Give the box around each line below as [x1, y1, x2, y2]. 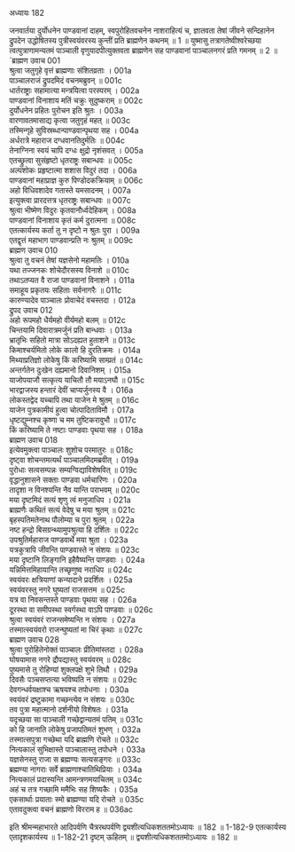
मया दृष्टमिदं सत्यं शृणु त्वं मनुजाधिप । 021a [9, 494, 131, 505]
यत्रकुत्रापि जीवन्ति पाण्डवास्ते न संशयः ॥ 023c [9, 545, 140, 555]
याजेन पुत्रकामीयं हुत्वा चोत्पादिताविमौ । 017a [9, 405, 135, 415]
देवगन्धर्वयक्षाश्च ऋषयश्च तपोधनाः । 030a [9, 684, 129, 695]
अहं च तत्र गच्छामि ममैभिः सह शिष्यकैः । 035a [9, 785, 139, 794]
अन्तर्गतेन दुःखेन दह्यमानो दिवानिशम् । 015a [9, 365, 131, 375]
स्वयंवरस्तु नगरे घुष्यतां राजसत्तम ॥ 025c [9, 585, 126, 595]
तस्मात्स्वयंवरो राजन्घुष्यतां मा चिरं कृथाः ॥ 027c [9, 625, 144, 635]
